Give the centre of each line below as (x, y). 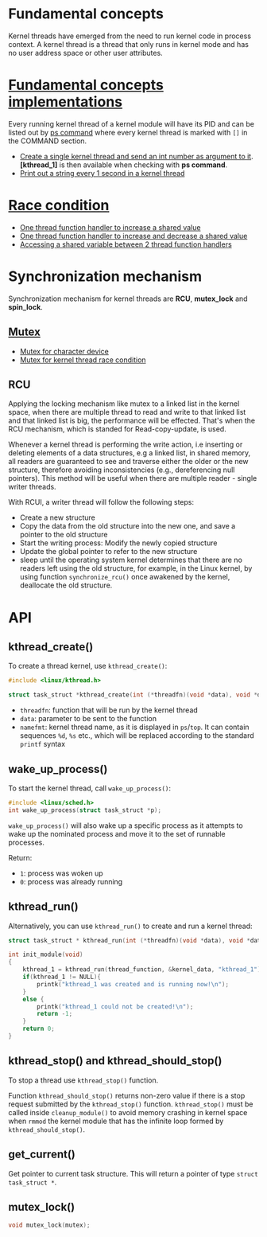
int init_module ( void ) (46, 955)
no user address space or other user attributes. (85, 53)
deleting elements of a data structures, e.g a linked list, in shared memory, (130, 453)
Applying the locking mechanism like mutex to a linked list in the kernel (124, 404)
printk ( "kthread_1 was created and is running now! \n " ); (133, 984)
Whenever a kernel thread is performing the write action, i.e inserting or (126, 445)
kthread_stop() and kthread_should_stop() (115, 1061)
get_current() (42, 1155)
